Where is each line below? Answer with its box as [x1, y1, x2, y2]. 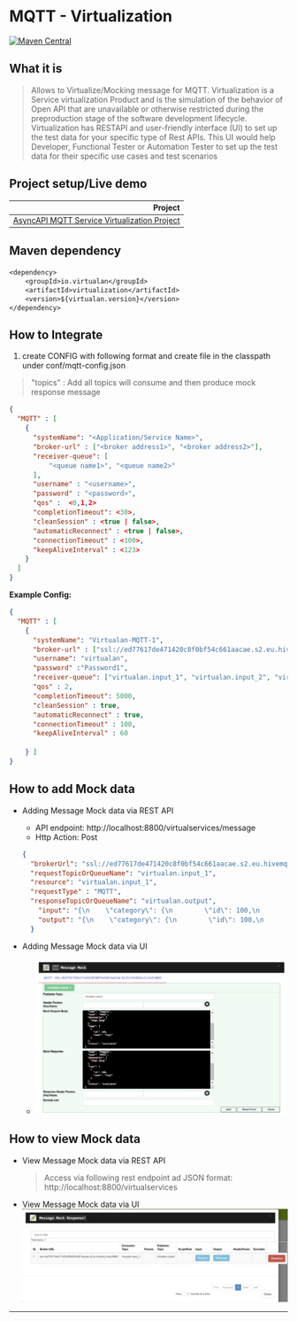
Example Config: [9, 589, 72, 600]
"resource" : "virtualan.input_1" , [30, 878, 157, 887]
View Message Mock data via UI [21, 1199, 140, 1209]
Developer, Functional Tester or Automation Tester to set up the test [30, 141, 278, 152]
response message [30, 387, 101, 398]
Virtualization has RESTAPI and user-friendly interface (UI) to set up [30, 122, 278, 133]
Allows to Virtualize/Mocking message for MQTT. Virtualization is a [30, 84, 275, 95]
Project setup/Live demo [9, 176, 148, 191]
